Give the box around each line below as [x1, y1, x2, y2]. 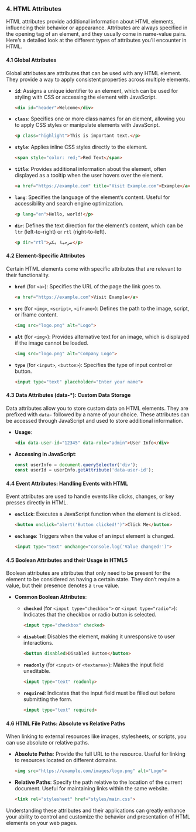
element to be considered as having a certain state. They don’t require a [6, 576, 180, 583]
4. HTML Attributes [6, 5, 61, 13]
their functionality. [6, 271, 50, 278]
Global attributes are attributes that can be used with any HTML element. [6, 69, 182, 76]
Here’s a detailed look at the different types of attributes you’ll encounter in [6, 37, 187, 44]
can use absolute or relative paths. [6, 739, 90, 746]
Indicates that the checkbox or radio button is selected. [23, 611, 157, 618]
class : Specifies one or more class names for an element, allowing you [14, 115, 185, 122]
